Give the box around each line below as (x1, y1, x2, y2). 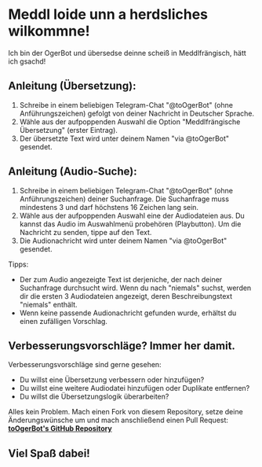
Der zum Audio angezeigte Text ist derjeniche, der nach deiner (19, 274, 223, 284)
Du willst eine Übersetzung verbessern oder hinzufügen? (19, 375, 205, 384)
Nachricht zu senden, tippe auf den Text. (19, 227, 152, 237)
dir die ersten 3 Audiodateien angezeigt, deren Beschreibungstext (19, 291, 233, 300)
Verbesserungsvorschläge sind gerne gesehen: (8, 360, 162, 370)
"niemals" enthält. (19, 300, 78, 309)
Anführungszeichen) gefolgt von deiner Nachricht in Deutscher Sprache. (19, 108, 255, 118)
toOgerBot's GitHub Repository (8, 424, 112, 433)
